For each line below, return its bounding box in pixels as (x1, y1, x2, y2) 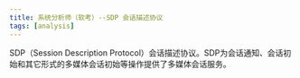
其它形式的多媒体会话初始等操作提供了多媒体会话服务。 (24, 58, 231, 69)
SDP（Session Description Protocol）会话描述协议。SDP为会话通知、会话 (9, 47, 284, 58)
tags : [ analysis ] (9, 22, 75, 30)
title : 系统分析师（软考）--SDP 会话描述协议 (9, 13, 164, 22)
